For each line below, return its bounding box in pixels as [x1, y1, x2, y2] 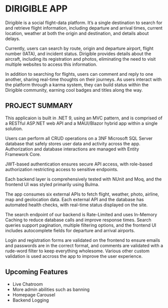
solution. [5, 125, 24, 131]
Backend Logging [12, 297, 49, 303]
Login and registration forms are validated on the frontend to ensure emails [5, 237, 160, 243]
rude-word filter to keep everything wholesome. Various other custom [5, 248, 149, 254]
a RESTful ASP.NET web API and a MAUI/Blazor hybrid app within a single [5, 120, 158, 126]
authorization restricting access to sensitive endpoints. [5, 166, 119, 172]
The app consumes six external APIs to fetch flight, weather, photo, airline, [5, 191, 159, 197]
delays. [5, 36, 21, 42]
